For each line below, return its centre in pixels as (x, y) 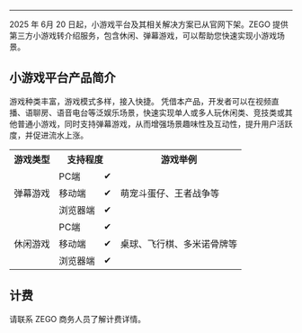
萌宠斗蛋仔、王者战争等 (170, 193)
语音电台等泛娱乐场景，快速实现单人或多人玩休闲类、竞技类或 (170, 112)
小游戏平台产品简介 (62, 78)
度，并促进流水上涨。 (49, 135)
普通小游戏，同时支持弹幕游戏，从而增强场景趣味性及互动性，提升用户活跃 (155, 123)
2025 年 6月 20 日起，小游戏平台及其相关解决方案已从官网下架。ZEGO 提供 (149, 24)
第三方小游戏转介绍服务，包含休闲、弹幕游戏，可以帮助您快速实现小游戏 (143, 36)
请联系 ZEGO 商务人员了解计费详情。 (78, 319)
